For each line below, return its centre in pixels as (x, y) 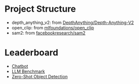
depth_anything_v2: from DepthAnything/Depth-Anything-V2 (73, 22)
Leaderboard (31, 53)
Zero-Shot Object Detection (40, 76)
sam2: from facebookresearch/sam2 (48, 33)
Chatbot (20, 66)
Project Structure (40, 9)
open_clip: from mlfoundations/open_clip (53, 27)
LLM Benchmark (28, 71)
